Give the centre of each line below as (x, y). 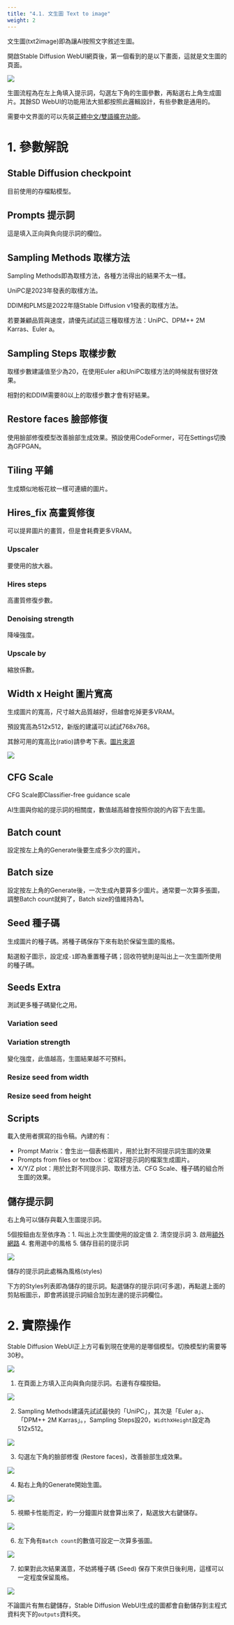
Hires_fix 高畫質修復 (51, 513)
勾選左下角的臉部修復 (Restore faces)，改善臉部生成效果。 (102, 1457)
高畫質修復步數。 (32, 600)
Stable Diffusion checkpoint (69, 173)
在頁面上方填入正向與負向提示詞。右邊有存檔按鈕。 (91, 1384)
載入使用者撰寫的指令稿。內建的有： (59, 1136)
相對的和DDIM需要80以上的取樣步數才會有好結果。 (80, 395)
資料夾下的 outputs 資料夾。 (46, 1615)
